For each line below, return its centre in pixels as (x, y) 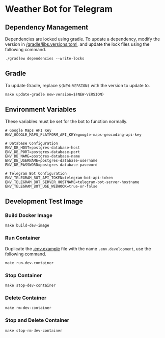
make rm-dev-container (28, 308)
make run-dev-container (29, 263)
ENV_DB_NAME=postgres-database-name (42, 156)
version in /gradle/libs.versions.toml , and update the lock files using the (77, 44)
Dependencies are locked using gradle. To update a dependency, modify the (82, 39)
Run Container (23, 238)
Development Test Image (44, 201)
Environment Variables (41, 109)
